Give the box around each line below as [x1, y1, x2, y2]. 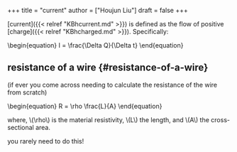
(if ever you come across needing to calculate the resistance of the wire [7, 80, 218, 89]
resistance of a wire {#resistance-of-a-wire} [7, 62, 209, 74]
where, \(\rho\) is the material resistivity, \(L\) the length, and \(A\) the [7, 115, 209, 124]
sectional [7, 123, 34, 131]
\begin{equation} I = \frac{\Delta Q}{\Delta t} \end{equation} [7, 41, 184, 49]
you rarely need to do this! [7, 136, 84, 145]
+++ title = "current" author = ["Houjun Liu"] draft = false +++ [7, 6, 188, 14]
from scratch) [7, 88, 48, 97]
